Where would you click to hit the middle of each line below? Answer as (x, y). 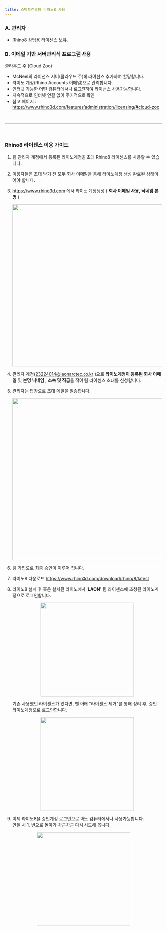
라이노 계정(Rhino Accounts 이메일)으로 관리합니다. (63, 83)
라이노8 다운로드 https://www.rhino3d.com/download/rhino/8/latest (81, 578)
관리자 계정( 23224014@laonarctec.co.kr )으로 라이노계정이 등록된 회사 (82, 374)
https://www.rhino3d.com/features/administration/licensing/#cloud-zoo (86, 107)
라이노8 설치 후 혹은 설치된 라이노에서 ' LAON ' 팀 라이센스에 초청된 (77, 589)
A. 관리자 (16, 28)
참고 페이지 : (24, 102)
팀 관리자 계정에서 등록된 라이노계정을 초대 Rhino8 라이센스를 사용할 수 (81, 157)
